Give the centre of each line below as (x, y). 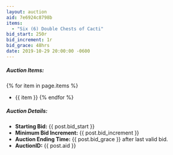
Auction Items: (25, 71)
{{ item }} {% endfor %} (44, 97)
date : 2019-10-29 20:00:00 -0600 (48, 51)
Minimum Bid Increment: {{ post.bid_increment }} (77, 133)
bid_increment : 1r (29, 40)
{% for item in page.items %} (42, 86)
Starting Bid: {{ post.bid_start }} (55, 126)
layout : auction (27, 12)
